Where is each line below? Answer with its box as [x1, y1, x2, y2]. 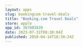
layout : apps [5, 7, 32, 12]
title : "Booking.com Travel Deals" [5, 16, 79, 21]
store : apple [5, 21, 32, 26]
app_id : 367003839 [5, 25, 43, 30]
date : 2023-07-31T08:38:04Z [5, 30, 63, 35]
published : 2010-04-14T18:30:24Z [5, 35, 74, 40]
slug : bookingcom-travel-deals [5, 12, 70, 17]
